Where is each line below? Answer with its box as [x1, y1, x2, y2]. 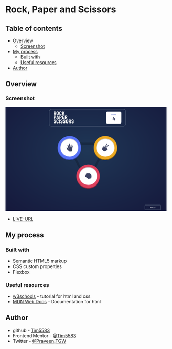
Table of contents [5, 24, 62, 33]
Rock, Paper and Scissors [5, 4, 116, 15]
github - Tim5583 [12, 327, 50, 333]
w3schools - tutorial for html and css [12, 293, 91, 299]
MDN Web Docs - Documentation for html [12, 299, 101, 305]
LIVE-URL [12, 216, 34, 222]
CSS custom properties [12, 263, 62, 270]
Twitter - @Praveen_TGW [12, 338, 67, 344]
